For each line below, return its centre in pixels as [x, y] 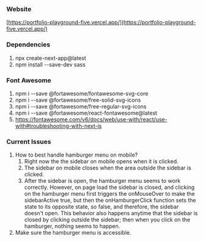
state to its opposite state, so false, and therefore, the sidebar [101, 207]
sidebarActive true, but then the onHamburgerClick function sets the [110, 201]
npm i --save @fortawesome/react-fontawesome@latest [86, 113]
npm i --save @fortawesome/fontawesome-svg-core [82, 93]
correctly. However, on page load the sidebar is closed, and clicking [109, 187]
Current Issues [29, 141]
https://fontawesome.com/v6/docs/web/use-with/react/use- [91, 119]
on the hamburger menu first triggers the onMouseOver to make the [109, 194]
